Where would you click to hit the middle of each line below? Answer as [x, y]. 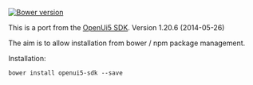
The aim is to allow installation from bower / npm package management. [127, 43]
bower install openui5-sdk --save [66, 73]
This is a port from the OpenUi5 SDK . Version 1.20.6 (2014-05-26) [117, 27]
